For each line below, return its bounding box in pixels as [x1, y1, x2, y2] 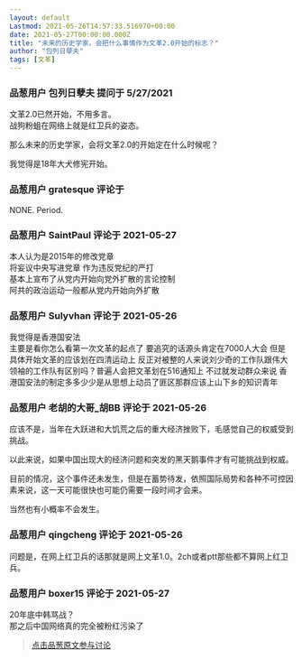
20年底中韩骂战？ [9, 609, 75, 620]
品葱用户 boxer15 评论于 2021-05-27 [9, 587, 169, 599]
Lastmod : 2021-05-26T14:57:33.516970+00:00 [9, 22, 176, 31]
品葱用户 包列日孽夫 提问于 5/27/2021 [9, 87, 173, 99]
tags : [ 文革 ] [9, 55, 56, 64]
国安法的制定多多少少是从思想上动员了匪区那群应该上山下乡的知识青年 [16, 376, 278, 388]
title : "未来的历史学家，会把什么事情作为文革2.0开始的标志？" [9, 38, 219, 48]
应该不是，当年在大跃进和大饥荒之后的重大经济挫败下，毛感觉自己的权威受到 [9, 423, 294, 434]
